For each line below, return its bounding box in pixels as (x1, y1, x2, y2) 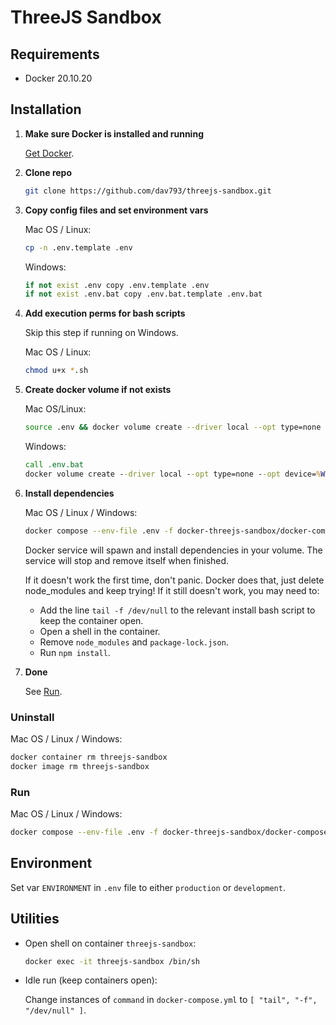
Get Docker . (24, 147, 75, 159)
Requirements (10, 46, 100, 63)
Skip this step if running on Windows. (24, 327, 179, 339)
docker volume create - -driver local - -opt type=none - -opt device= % (24, 469, 322, 479)
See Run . (24, 685, 63, 697)
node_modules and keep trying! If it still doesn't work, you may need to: (24, 584, 320, 596)
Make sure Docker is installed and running (24, 127, 204, 140)
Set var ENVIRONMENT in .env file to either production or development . (10, 881, 286, 893)
